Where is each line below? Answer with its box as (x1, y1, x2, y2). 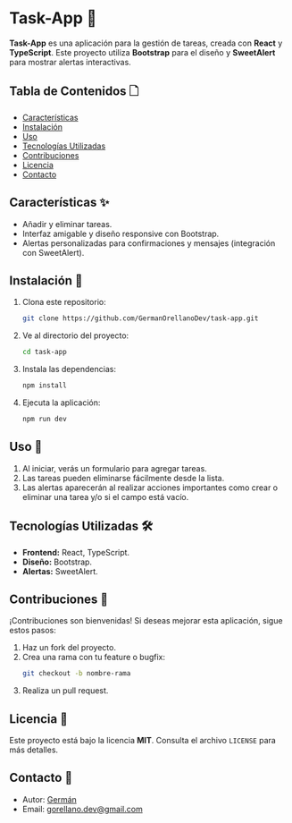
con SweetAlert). (21, 247, 85, 258)
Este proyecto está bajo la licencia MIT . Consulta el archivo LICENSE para (9, 735, 277, 745)
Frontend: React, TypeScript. (21, 547, 130, 557)
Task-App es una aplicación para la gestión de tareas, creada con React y (9, 38, 283, 48)
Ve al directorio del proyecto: (21, 330, 129, 341)
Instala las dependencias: (21, 364, 116, 375)
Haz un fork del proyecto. (21, 642, 116, 653)
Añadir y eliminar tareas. (21, 218, 113, 229)
